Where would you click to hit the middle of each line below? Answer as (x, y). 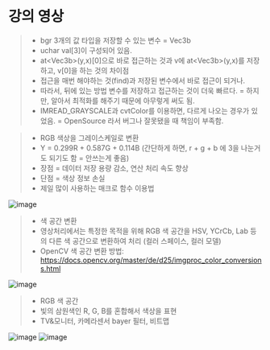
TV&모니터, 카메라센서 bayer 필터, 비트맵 (105, 321)
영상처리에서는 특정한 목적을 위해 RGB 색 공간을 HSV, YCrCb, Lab (144, 231)
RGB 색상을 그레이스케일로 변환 (89, 138)
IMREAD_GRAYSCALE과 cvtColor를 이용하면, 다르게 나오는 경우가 (145, 110)
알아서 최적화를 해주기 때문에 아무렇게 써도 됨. (123, 101)
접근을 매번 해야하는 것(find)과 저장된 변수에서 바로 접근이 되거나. (143, 80)
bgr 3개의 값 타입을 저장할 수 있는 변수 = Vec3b (116, 40)
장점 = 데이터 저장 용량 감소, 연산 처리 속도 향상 (114, 168)
